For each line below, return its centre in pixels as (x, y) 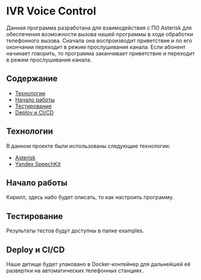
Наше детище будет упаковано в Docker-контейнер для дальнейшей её (98, 264)
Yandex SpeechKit (38, 164)
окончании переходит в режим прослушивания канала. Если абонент (96, 47)
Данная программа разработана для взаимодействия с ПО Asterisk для (99, 28)
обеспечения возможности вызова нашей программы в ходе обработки (100, 34)
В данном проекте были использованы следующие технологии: (88, 146)
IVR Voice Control (51, 11)
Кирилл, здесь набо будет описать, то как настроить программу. (90, 198)
